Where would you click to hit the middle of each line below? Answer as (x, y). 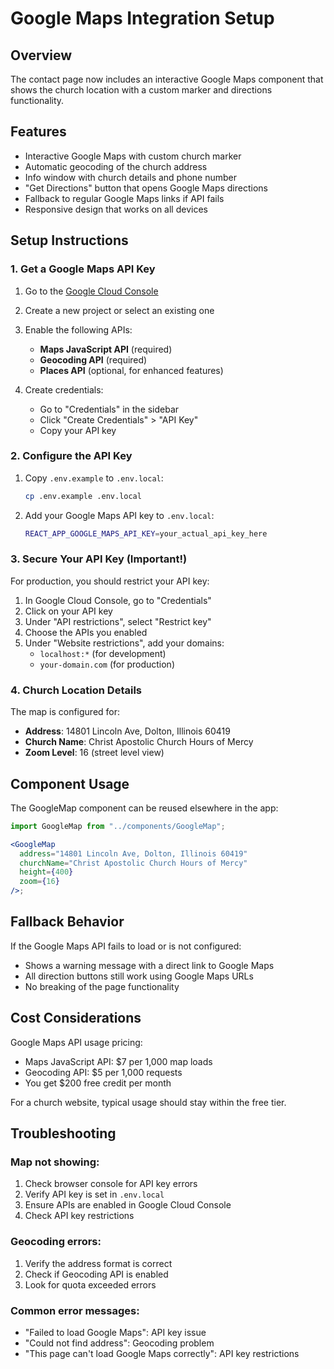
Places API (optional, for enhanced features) (131, 370)
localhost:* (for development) (103, 653)
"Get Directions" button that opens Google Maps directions (146, 188)
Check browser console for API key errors (111, 1184)
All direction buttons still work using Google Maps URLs (139, 976)
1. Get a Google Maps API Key (83, 269)
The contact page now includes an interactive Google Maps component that (167, 79)
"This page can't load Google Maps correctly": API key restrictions (162, 1353)
